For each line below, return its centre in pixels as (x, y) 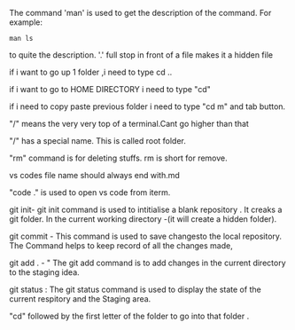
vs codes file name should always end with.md (94, 175)
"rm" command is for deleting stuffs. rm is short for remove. (118, 158)
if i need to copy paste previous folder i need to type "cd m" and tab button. (147, 106)
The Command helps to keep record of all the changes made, (121, 246)
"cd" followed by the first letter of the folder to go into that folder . (129, 316)
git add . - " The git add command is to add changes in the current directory (147, 263)
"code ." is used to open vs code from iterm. (90, 192)
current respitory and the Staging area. (80, 299)
